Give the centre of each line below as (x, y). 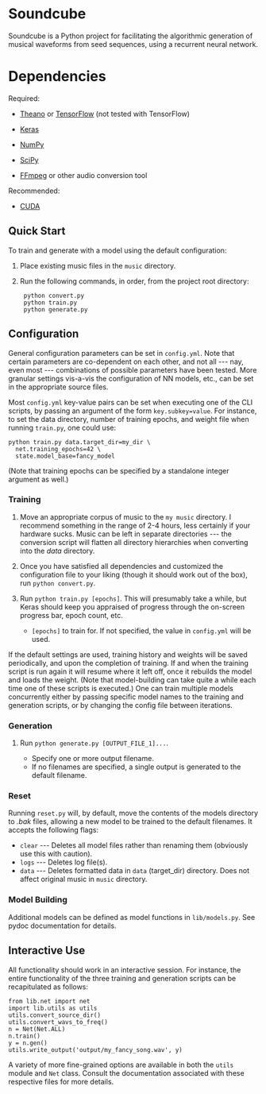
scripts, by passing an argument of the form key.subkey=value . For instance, (133, 411)
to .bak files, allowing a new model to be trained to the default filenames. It (130, 821)
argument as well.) (39, 479)
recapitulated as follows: (48, 987)
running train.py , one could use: (62, 427)
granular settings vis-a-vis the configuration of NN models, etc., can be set (131, 378)
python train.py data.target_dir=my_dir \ (79, 442)
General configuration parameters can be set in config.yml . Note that (121, 353)
